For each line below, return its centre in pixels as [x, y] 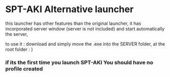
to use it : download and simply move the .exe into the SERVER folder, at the [85, 44]
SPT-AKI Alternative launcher [70, 9]
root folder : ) [19, 49]
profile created [24, 68]
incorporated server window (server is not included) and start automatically [85, 28]
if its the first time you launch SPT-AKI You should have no [79, 62]
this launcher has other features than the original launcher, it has [73, 23]
